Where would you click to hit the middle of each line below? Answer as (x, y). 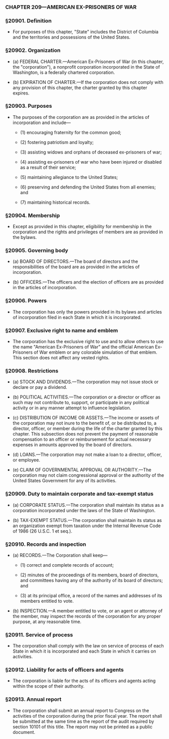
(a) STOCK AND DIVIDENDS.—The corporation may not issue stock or (86, 382)
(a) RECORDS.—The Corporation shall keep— (60, 555)
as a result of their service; (48, 167)
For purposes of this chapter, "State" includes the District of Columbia (85, 32)
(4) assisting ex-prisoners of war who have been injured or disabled (91, 162)
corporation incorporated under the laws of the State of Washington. (84, 510)
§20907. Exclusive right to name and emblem (61, 330)
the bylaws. (25, 237)
